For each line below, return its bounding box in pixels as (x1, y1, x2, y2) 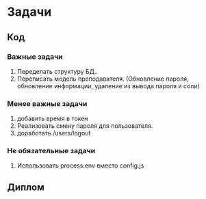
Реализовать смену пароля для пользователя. (16, 122, 153, 130)
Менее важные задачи (7, 98, 88, 108)
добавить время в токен (16, 114, 88, 123)
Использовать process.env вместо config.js (16, 161, 144, 170)
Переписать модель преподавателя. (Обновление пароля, (16, 75, 190, 83)
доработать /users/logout (16, 129, 91, 137)
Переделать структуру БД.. (16, 67, 98, 75)
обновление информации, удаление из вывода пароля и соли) (16, 81, 200, 90)
